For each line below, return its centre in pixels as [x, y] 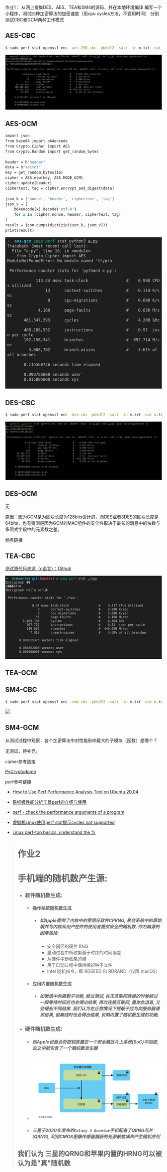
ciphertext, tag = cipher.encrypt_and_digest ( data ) [60, 188]
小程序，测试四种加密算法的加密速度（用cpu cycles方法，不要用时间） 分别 [82, 13]
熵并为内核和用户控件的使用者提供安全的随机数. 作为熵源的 [100, 927]
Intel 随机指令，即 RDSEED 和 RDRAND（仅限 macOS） [103, 971]
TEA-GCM [21, 673]
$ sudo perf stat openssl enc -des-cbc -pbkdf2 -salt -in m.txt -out [79, 415]
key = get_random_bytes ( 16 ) [34, 173]
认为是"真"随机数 [44, 1163]
